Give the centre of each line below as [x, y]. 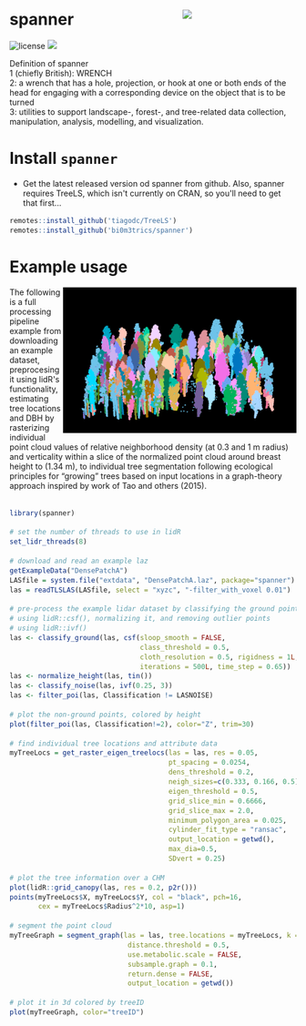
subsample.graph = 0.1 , [173, 964]
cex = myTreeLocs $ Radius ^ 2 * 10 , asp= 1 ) [111, 907]
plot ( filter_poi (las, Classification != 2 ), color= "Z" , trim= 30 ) [132, 724]
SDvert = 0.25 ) [197, 859]
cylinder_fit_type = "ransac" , [227, 830]
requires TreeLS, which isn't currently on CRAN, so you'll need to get [152, 193]
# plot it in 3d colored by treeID [77, 1003]
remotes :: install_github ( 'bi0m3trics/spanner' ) [102, 230]
